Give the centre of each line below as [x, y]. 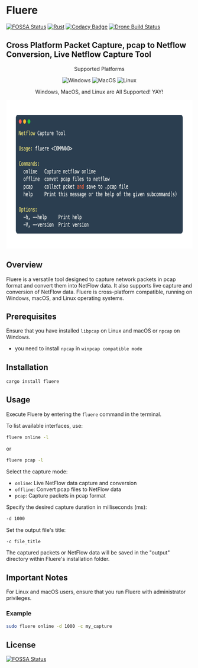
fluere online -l [27, 437]
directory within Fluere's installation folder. [58, 559]
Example [19, 614]
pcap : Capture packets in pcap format [60, 495]
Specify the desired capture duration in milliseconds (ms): [77, 507]
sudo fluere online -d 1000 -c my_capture [59, 627]
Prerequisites [31, 316]
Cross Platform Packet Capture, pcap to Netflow [96, 45]
